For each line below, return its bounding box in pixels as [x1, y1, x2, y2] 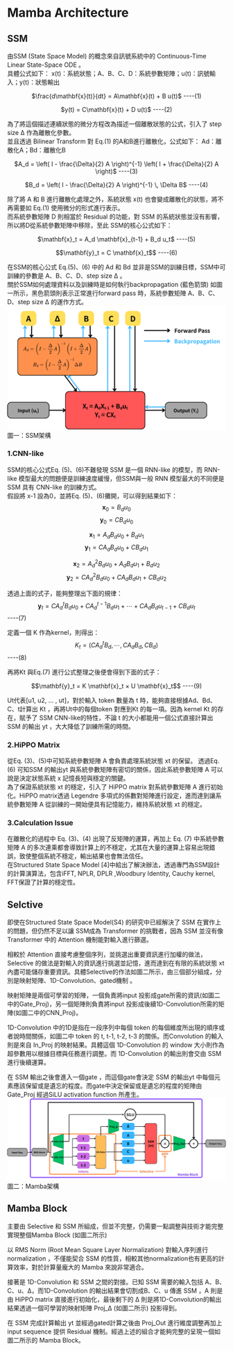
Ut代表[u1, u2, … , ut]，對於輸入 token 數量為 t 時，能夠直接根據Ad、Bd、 [7, 696, 216, 704]
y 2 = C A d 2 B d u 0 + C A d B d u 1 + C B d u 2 [66, 572, 167, 583]
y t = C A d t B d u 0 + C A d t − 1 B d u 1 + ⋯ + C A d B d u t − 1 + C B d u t [37, 600, 196, 612]
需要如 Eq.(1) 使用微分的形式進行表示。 [12, 204, 124, 212]
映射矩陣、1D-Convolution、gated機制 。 [19, 977, 137, 985]
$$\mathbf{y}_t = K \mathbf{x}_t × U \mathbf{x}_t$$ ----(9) [31, 681, 202, 690]
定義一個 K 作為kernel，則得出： [7, 629, 100, 637]
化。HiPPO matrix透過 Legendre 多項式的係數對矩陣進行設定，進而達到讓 [7, 791, 216, 800]
